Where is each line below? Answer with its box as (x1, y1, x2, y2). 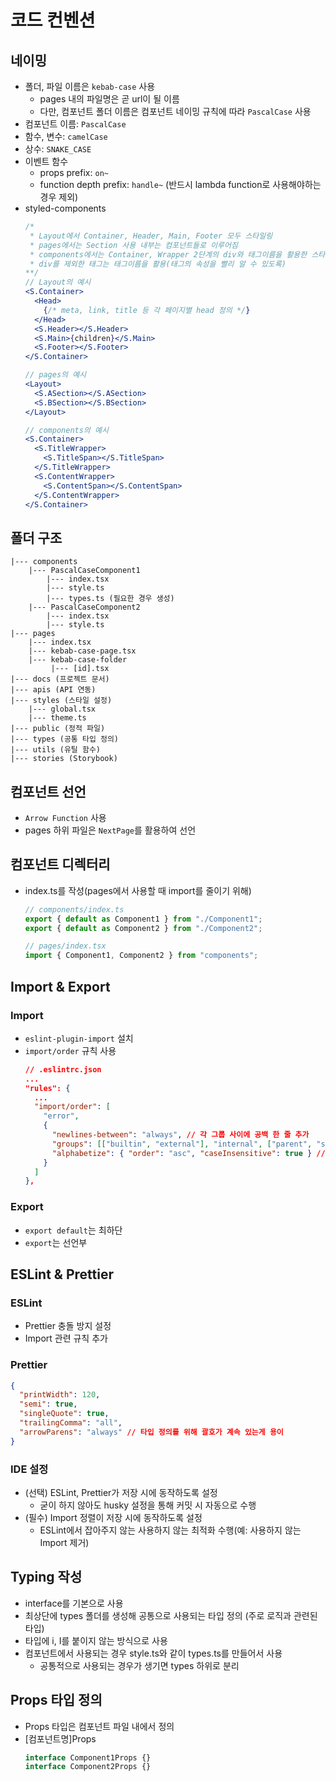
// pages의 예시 (24, 370, 87, 380)
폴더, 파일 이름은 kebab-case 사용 (24, 81, 156, 92)
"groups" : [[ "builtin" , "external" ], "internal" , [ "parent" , (51, 1139, 313, 1149)
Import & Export (10, 978, 111, 995)
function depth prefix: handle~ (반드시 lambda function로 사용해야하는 (39, 179, 322, 190)
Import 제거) (39, 1536, 90, 1548)
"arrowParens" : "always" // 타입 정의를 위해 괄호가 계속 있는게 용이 (19, 1427, 284, 1437)
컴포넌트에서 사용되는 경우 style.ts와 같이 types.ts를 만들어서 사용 (24, 1647, 283, 1659)
